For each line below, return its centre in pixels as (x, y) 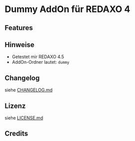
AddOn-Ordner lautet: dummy (40, 62)
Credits (16, 134)
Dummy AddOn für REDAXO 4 (67, 9)
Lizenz (15, 106)
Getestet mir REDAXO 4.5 (38, 57)
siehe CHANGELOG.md (29, 90)
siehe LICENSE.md (24, 118)
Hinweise (19, 44)
